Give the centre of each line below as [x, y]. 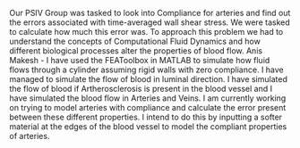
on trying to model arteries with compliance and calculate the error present [148, 107]
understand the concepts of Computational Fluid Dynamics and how [135, 41]
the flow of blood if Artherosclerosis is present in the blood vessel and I [141, 89]
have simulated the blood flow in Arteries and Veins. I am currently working [148, 98]
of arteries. [30, 136]
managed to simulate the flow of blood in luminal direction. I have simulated [149, 79]
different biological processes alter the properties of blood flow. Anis [136, 51]
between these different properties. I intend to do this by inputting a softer [146, 117]
